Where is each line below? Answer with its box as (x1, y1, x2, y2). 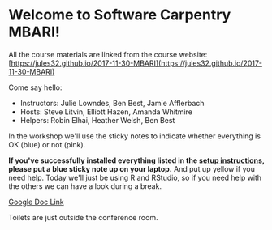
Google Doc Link (8, 197, 65, 207)
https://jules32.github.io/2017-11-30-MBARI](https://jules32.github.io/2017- (11, 58, 262, 68)
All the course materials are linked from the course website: (8, 49, 208, 59)
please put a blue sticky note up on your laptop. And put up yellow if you (8, 164, 256, 173)
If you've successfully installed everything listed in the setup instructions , (8, 155, 265, 165)
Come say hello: (8, 83, 63, 92)
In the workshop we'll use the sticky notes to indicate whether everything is (8, 131, 261, 141)
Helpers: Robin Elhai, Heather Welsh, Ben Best (19, 115, 175, 125)
